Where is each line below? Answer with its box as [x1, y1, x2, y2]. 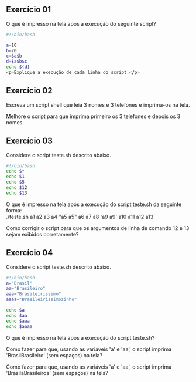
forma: [6, 207, 22, 214]
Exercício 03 [6, 136, 53, 146]
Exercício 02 [6, 86, 53, 96]
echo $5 [6, 179, 25, 185]
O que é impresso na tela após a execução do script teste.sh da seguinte [6, 201, 182, 208]
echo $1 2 [6, 185, 27, 191]
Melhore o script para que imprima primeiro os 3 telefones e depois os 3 [6, 113, 181, 120]
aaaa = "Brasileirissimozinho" [6, 296, 77, 303]
